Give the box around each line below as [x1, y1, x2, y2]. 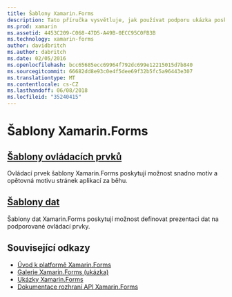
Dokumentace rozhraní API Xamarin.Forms [17, 282, 138, 291]
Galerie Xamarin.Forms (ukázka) [17, 267, 109, 276]
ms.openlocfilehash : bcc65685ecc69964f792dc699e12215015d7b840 [7, 61, 193, 68]
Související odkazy [7, 242, 90, 254]
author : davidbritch [7, 42, 67, 49]
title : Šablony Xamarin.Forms [7, 10, 95, 17]
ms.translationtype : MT [7, 74, 76, 82]
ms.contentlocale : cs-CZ [7, 81, 79, 88]
